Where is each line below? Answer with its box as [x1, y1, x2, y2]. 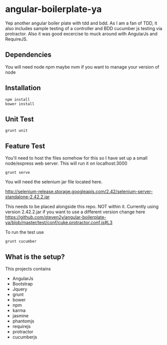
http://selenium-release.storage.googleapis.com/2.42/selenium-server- [5, 189, 153, 195]
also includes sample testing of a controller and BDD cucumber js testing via [5, 25, 162, 31]
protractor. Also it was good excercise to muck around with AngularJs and [5, 31, 157, 37]
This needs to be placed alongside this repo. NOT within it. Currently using [5, 204, 159, 210]
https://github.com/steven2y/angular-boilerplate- [5, 214, 106, 220]
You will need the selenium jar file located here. [5, 179, 103, 185]
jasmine [12, 313, 29, 318]
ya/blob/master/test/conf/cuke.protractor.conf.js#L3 [5, 219, 112, 226]
